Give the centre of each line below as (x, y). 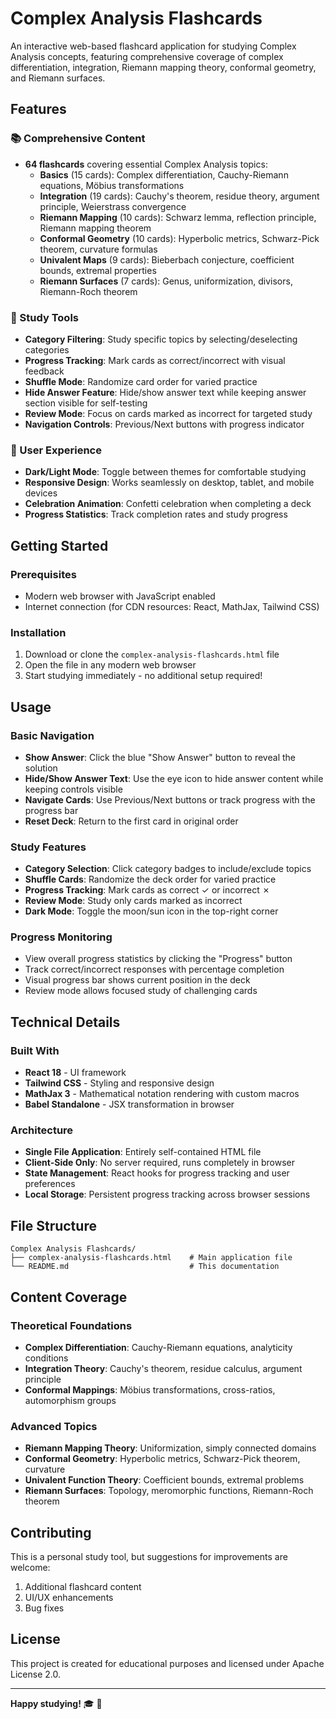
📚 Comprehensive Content (78, 139)
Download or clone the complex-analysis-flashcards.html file (152, 654)
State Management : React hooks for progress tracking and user (157, 1173)
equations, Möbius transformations (112, 185)
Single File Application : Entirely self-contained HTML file (143, 1152)
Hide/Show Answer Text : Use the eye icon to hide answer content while (174, 778)
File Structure (53, 1225)
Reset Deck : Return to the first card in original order (131, 821)
